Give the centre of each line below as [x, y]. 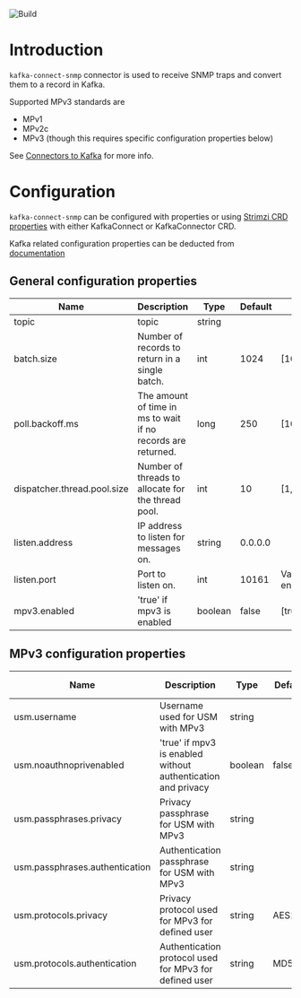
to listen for [161, 536]
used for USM [189, 716]
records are [162, 440]
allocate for [161, 489]
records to [159, 347]
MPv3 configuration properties [98, 654]
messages [159, 548]
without [176, 765]
